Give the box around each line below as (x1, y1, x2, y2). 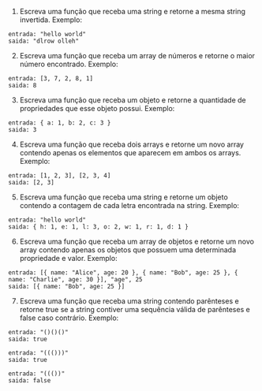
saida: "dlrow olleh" (8, 37, 80, 45)
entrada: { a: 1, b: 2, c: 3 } (8, 119, 111, 127)
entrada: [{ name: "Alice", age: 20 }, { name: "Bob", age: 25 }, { (8, 269, 238, 277)
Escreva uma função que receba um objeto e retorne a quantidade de (19, 95, 246, 105)
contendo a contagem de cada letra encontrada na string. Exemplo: (19, 201, 239, 210)
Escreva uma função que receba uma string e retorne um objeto (19, 192, 229, 202)
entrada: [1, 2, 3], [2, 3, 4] (8, 172, 111, 180)
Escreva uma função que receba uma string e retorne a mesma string (19, 7, 246, 16)
